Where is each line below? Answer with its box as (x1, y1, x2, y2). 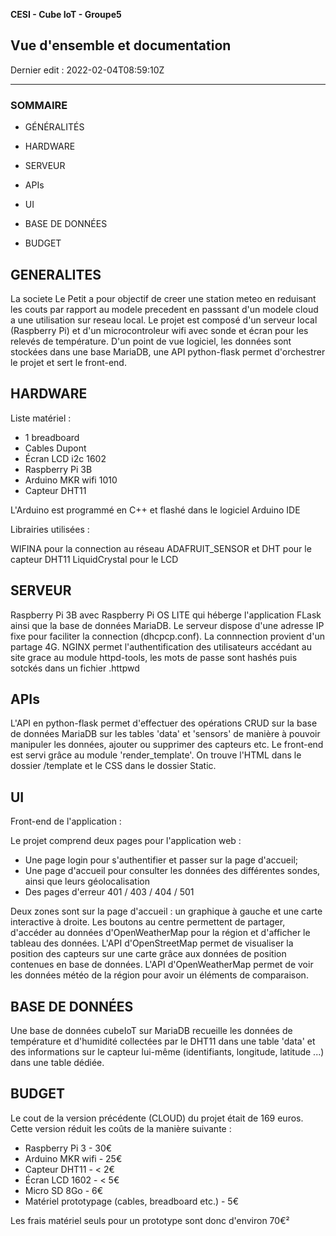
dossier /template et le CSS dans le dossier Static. (10, 760, 217, 772)
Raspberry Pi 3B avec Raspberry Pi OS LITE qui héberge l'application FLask (10, 609, 322, 621)
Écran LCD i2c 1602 (24, 452, 107, 464)
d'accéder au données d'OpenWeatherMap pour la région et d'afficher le (10, 927, 311, 939)
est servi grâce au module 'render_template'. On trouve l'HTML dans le (10, 749, 302, 761)
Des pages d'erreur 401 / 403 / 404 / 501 (24, 886, 195, 898)
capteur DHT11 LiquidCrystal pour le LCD (10, 553, 179, 565)
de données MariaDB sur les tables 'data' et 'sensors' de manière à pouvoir (10, 728, 321, 740)
